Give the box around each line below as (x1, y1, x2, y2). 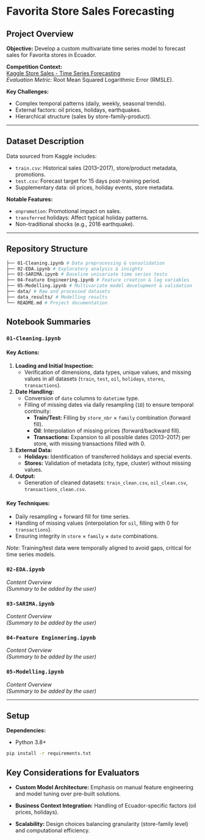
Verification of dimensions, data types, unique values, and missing (24, 368, 192, 376)
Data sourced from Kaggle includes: (6, 152, 97, 159)
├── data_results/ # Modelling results (6, 294, 108, 300)
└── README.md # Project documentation (6, 299, 108, 306)
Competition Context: (6, 63, 63, 70)
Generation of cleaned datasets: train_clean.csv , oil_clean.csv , (24, 479, 188, 486)
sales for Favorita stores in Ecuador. (6, 51, 96, 59)
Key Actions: (6, 348, 40, 356)
